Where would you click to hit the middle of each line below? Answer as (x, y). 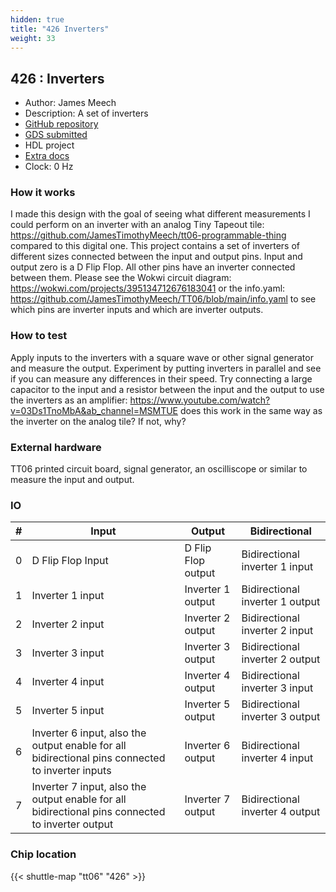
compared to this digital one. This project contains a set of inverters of (155, 246)
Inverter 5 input (68, 711)
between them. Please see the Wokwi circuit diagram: (121, 278)
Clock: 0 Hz (49, 167)
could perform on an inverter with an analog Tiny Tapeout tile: (137, 225)
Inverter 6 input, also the (89, 733)
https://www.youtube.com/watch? (200, 400)
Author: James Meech (70, 103)
